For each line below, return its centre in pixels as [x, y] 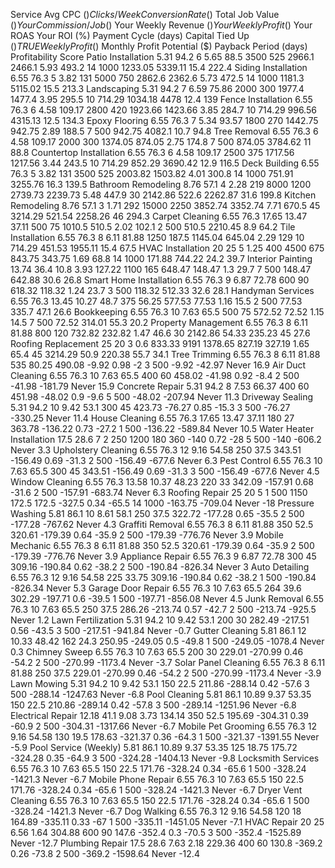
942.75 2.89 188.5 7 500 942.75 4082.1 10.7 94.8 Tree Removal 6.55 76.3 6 [164, 131]
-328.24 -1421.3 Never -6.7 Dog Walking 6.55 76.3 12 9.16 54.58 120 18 [156, 811]
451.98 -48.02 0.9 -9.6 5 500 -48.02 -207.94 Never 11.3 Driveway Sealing [162, 397]
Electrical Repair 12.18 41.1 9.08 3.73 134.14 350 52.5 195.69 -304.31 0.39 [160, 715]
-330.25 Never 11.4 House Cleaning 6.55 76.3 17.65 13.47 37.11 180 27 [152, 418]
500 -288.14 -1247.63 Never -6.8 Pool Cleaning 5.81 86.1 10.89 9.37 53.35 [161, 694]
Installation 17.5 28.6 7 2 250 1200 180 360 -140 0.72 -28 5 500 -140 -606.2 [166, 439]
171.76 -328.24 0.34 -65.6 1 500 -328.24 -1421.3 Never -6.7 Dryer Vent [156, 790]
